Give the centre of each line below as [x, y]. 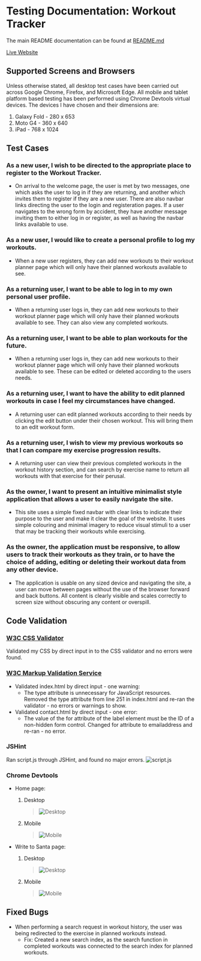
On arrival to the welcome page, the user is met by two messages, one [102, 186]
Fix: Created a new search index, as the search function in [96, 939]
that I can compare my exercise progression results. [83, 450]
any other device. [32, 570]
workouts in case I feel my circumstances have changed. [91, 401]
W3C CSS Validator [35, 638]
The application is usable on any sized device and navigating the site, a [103, 583]
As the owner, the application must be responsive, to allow [93, 547]
